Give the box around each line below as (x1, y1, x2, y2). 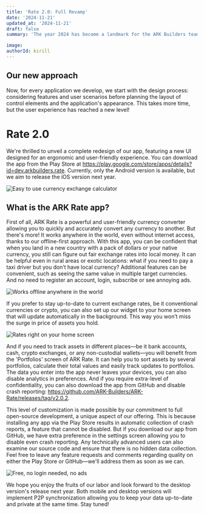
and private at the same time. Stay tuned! (6, 501, 109, 508)
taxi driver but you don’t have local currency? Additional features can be (6, 263, 187, 271)
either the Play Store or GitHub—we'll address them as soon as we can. (6, 458, 185, 465)
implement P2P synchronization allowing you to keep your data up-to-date (6, 494, 192, 501)
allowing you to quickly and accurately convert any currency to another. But (6, 225, 195, 232)
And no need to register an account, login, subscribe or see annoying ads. (6, 277, 192, 284)
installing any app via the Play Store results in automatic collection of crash (6, 419, 194, 427)
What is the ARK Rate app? (6, 203, 110, 213)
